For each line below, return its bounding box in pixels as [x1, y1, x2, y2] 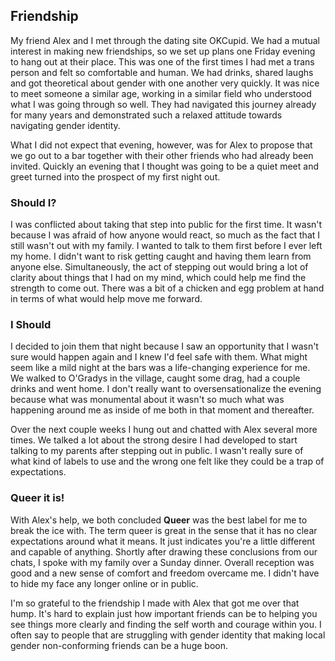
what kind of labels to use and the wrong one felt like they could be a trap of [10, 455, 325, 468]
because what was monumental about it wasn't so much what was [10, 394, 285, 406]
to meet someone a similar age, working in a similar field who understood [10, 87, 312, 99]
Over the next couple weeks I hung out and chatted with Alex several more [10, 424, 318, 436]
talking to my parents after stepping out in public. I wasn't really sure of [10, 445, 304, 457]
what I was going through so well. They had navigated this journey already [10, 98, 317, 110]
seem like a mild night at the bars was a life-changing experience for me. [10, 362, 311, 374]
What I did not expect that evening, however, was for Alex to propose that [10, 139, 313, 151]
